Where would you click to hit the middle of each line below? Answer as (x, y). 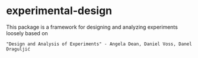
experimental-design (59, 11)
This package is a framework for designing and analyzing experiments (92, 27)
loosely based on (27, 33)
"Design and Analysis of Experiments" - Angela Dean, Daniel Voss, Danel (99, 44)
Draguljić (18, 49)
